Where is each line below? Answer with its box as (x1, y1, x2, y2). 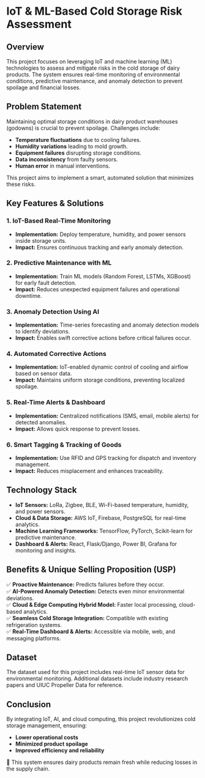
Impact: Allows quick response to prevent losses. (15, 425, 141, 432)
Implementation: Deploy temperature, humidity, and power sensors (15, 231, 186, 238)
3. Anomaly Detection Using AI (6, 307, 100, 316)
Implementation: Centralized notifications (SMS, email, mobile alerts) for (15, 412, 199, 420)
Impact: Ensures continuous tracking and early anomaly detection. (15, 243, 184, 251)
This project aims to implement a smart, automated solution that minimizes (6, 174, 194, 181)
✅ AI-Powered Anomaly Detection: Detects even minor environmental (6, 587, 185, 595)
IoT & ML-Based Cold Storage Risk (6, 4, 182, 18)
